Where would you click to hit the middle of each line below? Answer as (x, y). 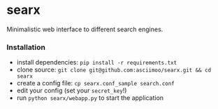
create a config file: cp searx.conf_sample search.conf (96, 83)
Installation (26, 47)
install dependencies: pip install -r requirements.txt (97, 62)
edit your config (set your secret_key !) (72, 91)
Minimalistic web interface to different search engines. (85, 29)
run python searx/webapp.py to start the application (90, 98)
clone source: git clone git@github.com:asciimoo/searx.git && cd (114, 70)
